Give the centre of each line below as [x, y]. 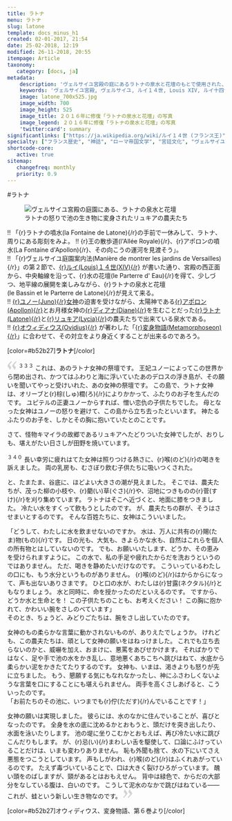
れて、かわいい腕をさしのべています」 [61, 609]
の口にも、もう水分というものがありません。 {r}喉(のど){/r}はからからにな [112, 575]
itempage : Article [33, 59]
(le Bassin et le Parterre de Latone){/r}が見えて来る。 [83, 293]
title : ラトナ [26, 13]
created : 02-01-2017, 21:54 [48, 39]
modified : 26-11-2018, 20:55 [49, 52]
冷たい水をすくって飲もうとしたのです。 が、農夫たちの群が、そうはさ [120, 508]
